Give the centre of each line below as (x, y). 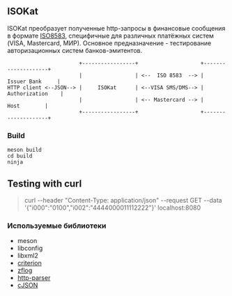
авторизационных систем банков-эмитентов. (75, 50)
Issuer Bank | (34, 81)
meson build (24, 150)
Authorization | (36, 93)
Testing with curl (45, 184)
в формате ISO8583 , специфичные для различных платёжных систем (111, 36)
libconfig (30, 248)
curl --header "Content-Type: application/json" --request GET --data (123, 200)
